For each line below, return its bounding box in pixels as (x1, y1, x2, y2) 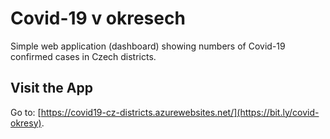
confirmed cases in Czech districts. (10, 50, 157, 62)
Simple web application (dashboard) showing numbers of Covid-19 (10, 40, 286, 52)
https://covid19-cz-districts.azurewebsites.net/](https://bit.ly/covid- (40, 106, 320, 118)
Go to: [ (10, 106, 42, 118)
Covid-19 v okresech (10, 7, 186, 30)
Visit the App (10, 80, 93, 97)
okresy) (10, 117, 42, 129)
